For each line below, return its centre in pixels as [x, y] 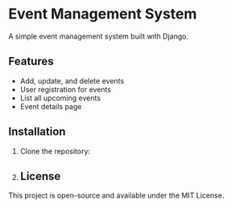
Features [31, 61]
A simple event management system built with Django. [99, 36]
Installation [37, 132]
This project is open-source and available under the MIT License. [116, 196]
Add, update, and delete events [72, 80]
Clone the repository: [55, 151]
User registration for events [65, 89]
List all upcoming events [60, 98]
